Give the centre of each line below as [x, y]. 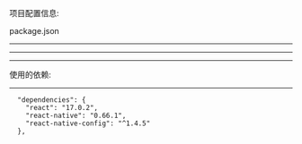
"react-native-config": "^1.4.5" [88, 123]
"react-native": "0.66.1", [76, 115]
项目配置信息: [35, 13]
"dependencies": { [52, 100]
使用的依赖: [31, 75]
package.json [35, 31]
